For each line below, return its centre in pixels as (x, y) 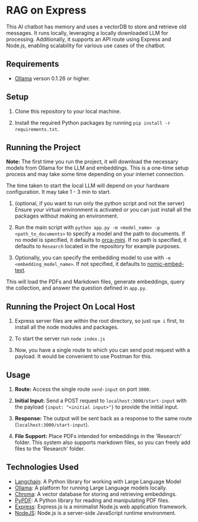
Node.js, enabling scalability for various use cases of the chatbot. (86, 46)
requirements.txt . (37, 129)
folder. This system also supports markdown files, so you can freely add (103, 442)
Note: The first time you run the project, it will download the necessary (92, 162)
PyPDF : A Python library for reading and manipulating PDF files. (92, 500)
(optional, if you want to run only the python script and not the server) (100, 203)
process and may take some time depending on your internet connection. (95, 174)
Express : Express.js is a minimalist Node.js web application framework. (101, 507)
